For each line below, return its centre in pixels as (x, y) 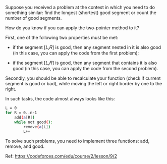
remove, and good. (25, 146)
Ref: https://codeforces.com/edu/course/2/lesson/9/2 (61, 156)
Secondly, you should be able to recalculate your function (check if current (83, 78)
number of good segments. (34, 18)
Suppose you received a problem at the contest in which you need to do (80, 7)
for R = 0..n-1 (21, 113)
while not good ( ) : (34, 122)
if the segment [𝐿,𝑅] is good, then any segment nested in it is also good (87, 47)
